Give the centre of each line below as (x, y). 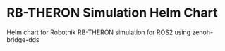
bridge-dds (23, 39)
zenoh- (202, 32)
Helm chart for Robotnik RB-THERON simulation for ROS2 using (99, 32)
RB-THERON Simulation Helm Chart (112, 13)
